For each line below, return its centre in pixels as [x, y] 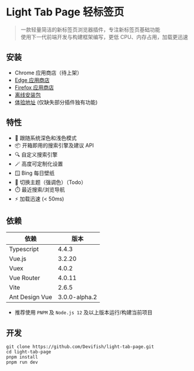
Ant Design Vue [31, 297]
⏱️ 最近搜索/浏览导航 [40, 189]
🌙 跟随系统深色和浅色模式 [45, 138]
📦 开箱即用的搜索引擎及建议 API [54, 145]
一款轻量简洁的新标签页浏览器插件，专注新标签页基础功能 [90, 29]
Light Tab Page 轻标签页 [65, 12]
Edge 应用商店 [32, 80]
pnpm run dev [22, 362]
